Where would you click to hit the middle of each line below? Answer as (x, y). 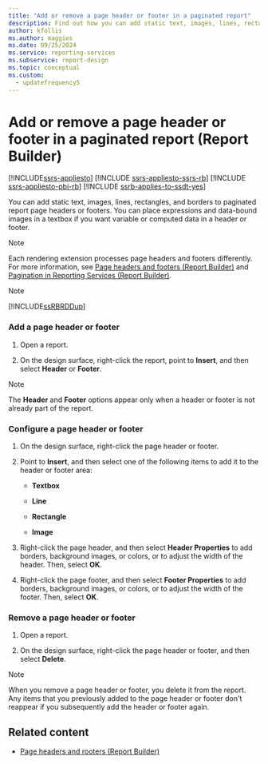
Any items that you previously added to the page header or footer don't (125, 698)
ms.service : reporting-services (62, 53)
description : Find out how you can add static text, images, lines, (124, 23)
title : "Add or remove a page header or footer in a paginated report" (130, 16)
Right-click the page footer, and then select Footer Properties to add (133, 580)
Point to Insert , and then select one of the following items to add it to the (139, 462)
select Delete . (43, 659)
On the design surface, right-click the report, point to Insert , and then (134, 360)
